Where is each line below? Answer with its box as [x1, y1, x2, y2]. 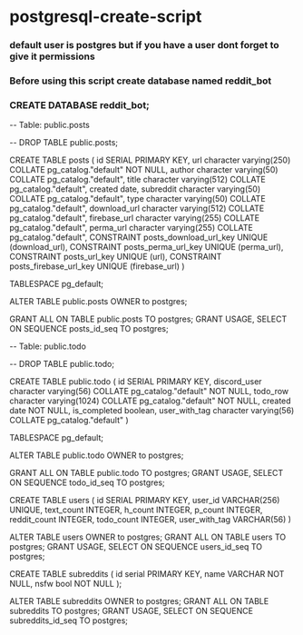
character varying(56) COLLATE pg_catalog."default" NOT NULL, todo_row [9, 386, 289, 397]
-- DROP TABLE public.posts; [9, 137, 119, 148]
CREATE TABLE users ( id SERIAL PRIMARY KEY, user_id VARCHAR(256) [9, 495, 280, 506]
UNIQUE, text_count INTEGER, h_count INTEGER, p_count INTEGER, [9, 504, 263, 515]
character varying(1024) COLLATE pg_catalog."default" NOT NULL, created [9, 395, 292, 406]
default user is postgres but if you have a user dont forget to [9, 39, 279, 52]
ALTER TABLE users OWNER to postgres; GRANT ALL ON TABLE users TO [9, 531, 287, 542]
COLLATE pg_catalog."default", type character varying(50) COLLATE [9, 193, 266, 204]
